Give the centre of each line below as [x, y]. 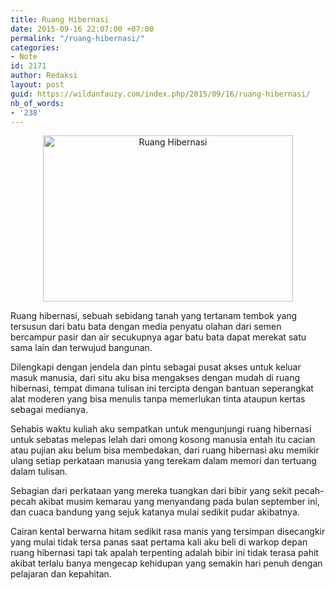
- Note [24, 57]
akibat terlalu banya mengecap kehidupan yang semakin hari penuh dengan [166, 563]
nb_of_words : [37, 103]
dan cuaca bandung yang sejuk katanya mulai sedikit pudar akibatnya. [155, 512]
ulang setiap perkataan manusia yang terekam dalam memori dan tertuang [163, 461]
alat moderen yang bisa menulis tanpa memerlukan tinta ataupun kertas [158, 399]
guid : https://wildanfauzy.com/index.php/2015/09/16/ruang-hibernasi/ [160, 94]
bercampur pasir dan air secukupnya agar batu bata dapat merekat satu [158, 337]
